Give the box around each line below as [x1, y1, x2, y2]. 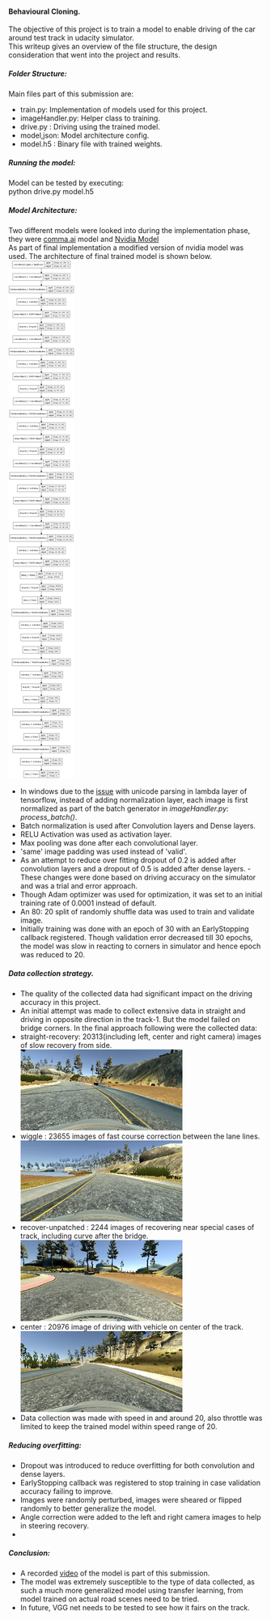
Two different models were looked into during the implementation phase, [8, 226, 251, 235]
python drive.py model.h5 [8, 187, 95, 197]
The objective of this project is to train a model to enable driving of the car [8, 24, 256, 34]
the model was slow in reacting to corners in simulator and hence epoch [19, 941, 261, 951]
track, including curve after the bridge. [19, 1231, 149, 1241]
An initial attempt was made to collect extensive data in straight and [19, 1006, 246, 1016]
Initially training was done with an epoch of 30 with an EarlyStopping [19, 924, 249, 934]
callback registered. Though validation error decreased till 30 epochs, [19, 933, 253, 943]
